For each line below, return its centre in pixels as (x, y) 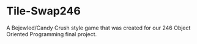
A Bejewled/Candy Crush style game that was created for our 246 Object (98, 28)
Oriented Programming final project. (52, 34)
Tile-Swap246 (43, 11)
